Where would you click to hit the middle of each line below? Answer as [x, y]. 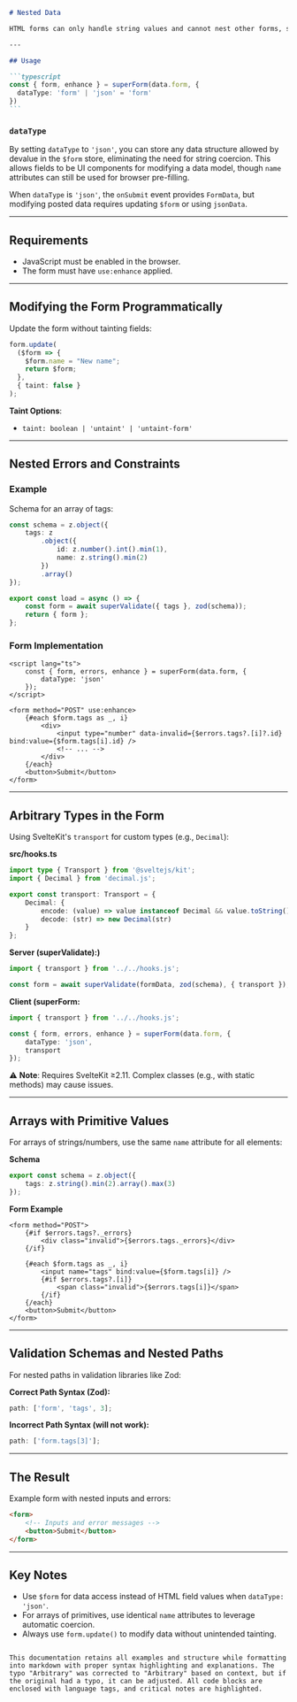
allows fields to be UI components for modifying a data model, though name [145, 168]
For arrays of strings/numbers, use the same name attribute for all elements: [146, 1143]
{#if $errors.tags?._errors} [79, 1233]
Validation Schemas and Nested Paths [116, 1354]
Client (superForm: [45, 1001]
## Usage [25, 61]
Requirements [49, 240]
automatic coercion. [58, 1625]
